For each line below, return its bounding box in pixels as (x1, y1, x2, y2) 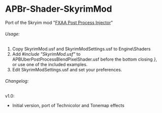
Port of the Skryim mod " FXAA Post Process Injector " (5, 20, 113, 25)
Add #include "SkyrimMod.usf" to (12, 51, 81, 57)
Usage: (5, 31, 20, 37)
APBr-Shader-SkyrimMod (5, 3, 112, 15)
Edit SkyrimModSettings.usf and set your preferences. (12, 67, 122, 73)
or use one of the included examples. (12, 62, 88, 68)
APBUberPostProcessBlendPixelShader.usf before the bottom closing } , (12, 56, 157, 62)
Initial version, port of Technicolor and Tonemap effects (12, 103, 125, 109)
